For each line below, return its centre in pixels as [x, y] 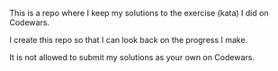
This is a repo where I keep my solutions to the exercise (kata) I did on [139, 13]
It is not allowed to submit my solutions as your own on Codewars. [132, 57]
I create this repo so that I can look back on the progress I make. [129, 40]
